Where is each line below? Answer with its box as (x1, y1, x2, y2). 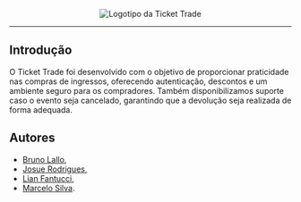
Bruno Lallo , (21, 154, 67, 164)
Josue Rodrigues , (21, 164, 88, 174)
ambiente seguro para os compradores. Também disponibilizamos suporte (9, 85, 285, 96)
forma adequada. (9, 104, 73, 115)
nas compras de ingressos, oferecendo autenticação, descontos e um (9, 76, 268, 87)
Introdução (9, 43, 73, 58)
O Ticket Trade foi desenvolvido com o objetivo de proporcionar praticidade (9, 66, 289, 77)
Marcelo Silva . (21, 182, 75, 193)
